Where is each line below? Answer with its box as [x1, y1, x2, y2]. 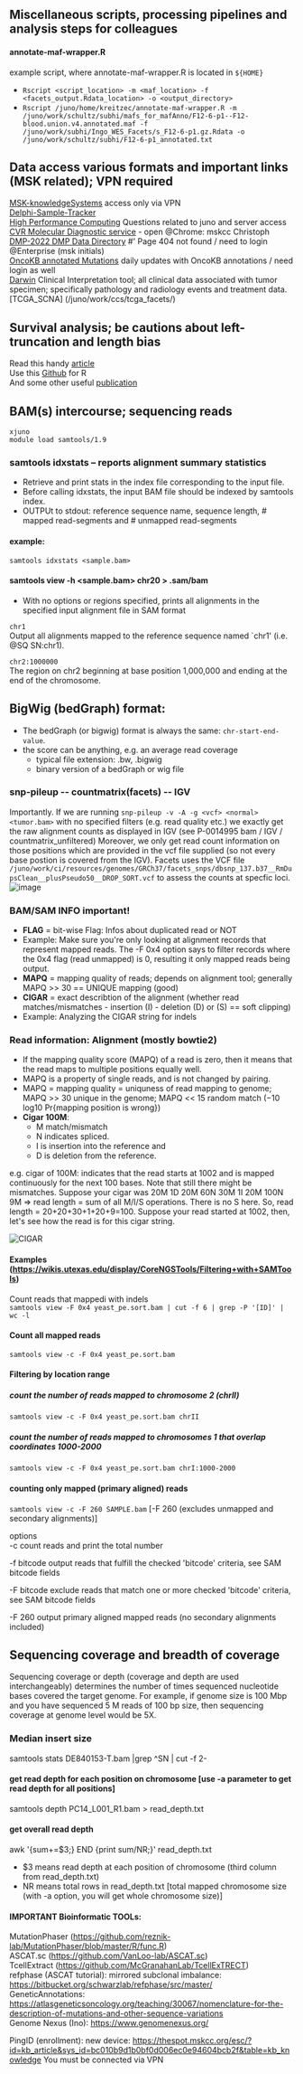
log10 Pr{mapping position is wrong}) [22, 1102, 161, 1113]
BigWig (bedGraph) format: [9, 701, 166, 717]
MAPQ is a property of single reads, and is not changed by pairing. [22, 1073, 271, 1084]
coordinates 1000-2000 [9, 1441, 102, 1452]
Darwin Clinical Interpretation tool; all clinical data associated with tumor [9, 275, 278, 286]
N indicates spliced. [35, 1131, 110, 1142]
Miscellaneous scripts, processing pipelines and [9, 7, 288, 23]
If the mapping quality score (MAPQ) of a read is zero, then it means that [22, 1054, 293, 1065]
